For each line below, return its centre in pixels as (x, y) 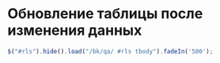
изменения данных (75, 30)
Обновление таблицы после (105, 14)
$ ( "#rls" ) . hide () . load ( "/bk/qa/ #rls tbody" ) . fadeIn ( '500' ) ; (110, 51)
